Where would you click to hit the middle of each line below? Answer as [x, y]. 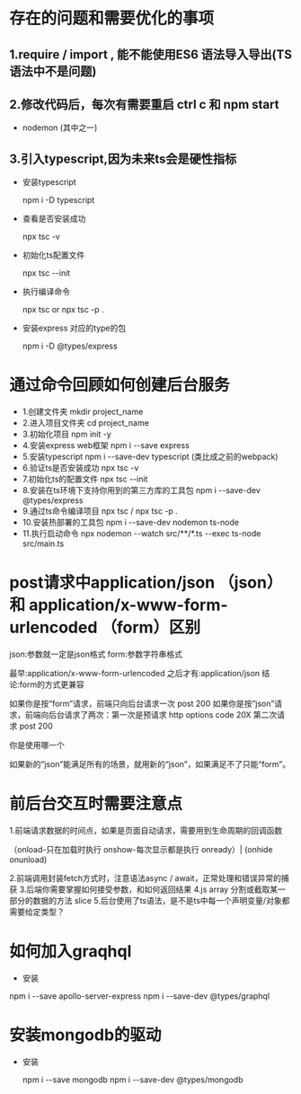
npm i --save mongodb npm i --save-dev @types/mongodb [133, 1080]
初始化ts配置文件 [53, 255]
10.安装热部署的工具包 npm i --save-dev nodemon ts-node [131, 523]
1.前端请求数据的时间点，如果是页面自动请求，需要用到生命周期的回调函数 [146, 831]
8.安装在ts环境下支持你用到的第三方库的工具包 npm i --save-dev [141, 490]
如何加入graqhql [71, 952]
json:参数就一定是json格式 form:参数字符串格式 [96, 654]
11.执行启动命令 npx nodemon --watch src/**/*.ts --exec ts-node [142, 534]
